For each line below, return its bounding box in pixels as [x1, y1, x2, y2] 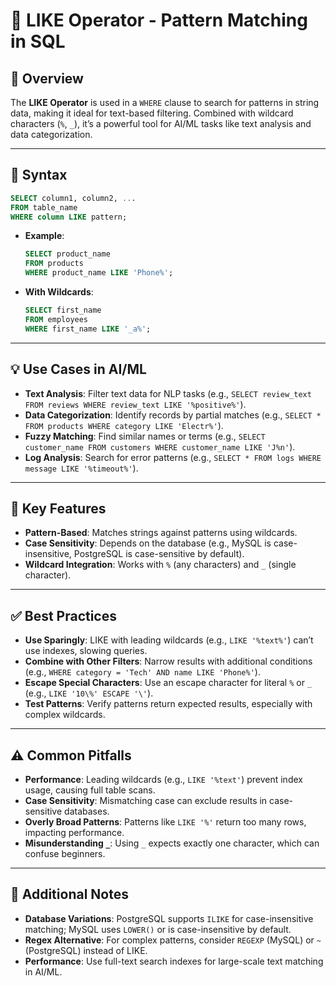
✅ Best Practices [10, 607, 117, 624]
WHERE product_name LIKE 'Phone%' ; [24, 268, 174, 278]
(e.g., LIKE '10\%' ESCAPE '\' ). [24, 687, 154, 699]
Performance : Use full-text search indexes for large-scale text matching [24, 955, 324, 967]
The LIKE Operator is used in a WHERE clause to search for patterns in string [10, 97, 320, 108]
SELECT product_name [24, 249, 111, 259]
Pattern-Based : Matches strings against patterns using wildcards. [24, 527, 298, 539]
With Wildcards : [24, 286, 94, 298]
